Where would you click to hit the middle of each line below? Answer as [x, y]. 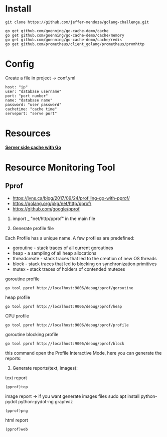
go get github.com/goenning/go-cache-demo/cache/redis [64, 40]
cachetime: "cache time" [31, 109]
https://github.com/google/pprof [46, 208]
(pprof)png [17, 411]
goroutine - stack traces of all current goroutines [63, 248]
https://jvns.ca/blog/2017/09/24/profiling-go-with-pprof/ [71, 198]
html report [17, 420]
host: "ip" [17, 87]
